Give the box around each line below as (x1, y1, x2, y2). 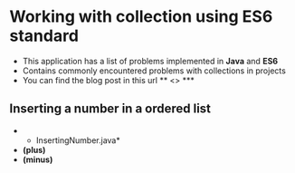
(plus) (22, 144, 46, 155)
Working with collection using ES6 (9, 6, 273, 27)
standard (9, 25, 80, 46)
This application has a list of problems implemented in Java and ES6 (22, 55, 279, 66)
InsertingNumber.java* (35, 134, 120, 146)
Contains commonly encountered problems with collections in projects (22, 65, 287, 76)
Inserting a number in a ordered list (9, 101, 211, 117)
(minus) (22, 154, 53, 165)
